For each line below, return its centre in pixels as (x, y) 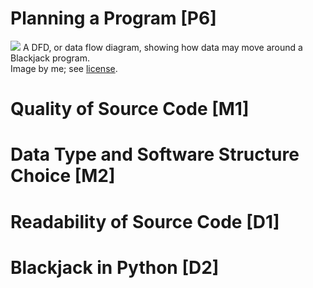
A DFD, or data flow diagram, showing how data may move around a (162, 47)
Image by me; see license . (64, 68)
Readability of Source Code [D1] (145, 221)
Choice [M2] (63, 176)
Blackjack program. (50, 58)
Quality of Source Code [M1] (130, 109)
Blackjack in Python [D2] (115, 267)
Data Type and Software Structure (155, 154)
